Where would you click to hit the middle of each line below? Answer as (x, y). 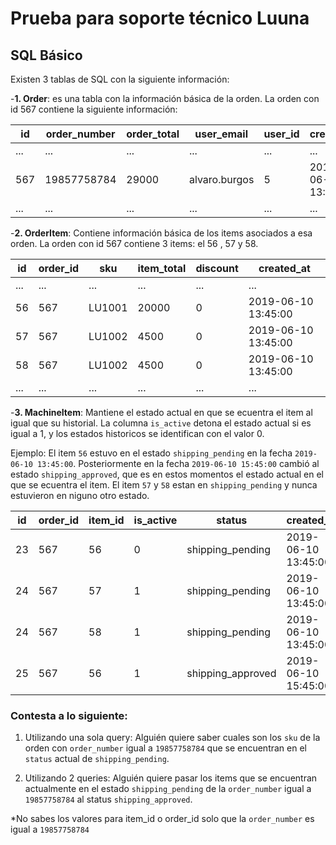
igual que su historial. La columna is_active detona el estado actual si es (161, 423)
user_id (281, 134)
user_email (221, 134)
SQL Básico (46, 55)
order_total (153, 134)
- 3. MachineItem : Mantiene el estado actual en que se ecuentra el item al (161, 412)
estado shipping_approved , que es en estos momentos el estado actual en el (167, 474)
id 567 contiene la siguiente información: (94, 109)
